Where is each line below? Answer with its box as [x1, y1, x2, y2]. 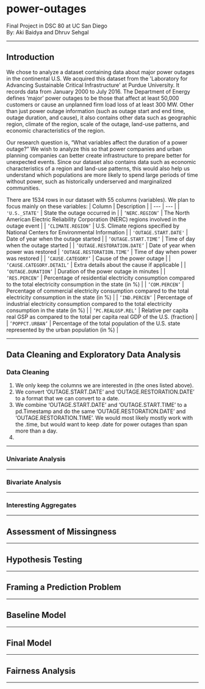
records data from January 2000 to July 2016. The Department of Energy [6, 88, 190, 95]
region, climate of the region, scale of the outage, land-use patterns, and [6, 120, 189, 127]
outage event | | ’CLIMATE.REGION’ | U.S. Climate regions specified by [6, 222, 180, 229]
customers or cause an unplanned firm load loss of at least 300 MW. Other [6, 100, 194, 108]
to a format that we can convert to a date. [15, 395, 120, 402]
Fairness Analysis [6, 666, 76, 676]
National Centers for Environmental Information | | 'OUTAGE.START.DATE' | [6, 228, 188, 236]
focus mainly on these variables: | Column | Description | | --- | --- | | [6, 203, 180, 210]
